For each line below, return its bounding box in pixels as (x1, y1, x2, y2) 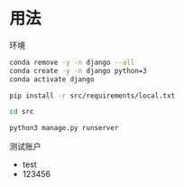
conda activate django (9, 74, 95, 84)
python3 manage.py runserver (9, 124, 119, 133)
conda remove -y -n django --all (9, 58, 135, 67)
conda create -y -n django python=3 (9, 66, 147, 75)
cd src (9, 108, 34, 117)
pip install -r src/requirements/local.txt (9, 91, 176, 100)
